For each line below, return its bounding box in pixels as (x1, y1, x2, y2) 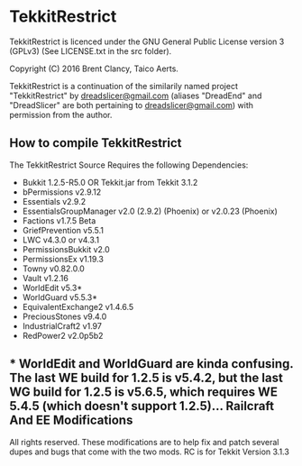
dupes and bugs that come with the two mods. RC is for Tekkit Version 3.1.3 (9, 446, 290, 457)
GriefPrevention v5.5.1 (22, 224, 104, 235)
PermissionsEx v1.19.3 (22, 253, 104, 264)
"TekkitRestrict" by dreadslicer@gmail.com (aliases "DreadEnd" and (9, 90, 262, 101)
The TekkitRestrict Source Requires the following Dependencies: (9, 160, 249, 170)
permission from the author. (9, 109, 113, 120)
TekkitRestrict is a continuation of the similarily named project (9, 80, 239, 91)
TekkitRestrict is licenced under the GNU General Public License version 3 (9, 36, 285, 47)
